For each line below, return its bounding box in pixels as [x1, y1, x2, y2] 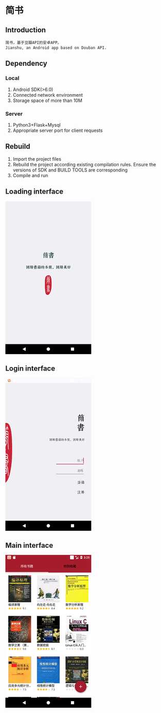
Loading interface [5, 187, 64, 196]
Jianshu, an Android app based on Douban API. [5, 45, 107, 50]
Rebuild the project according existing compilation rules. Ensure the [12, 161, 156, 167]
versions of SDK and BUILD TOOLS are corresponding [12, 167, 128, 173]
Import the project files [12, 155, 62, 162]
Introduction [5, 25, 46, 34]
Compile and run [12, 172, 48, 178]
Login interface [5, 364, 56, 373]
